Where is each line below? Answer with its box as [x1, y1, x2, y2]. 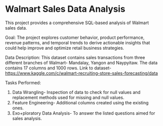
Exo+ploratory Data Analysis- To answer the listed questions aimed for [12, 110, 156, 116]
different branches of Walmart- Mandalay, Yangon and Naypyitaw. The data [5, 60, 158, 65]
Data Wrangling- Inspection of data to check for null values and [12, 89, 141, 95]
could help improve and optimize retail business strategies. [5, 45, 124, 51]
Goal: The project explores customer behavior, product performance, [5, 34, 145, 40]
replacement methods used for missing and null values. [12, 94, 124, 100]
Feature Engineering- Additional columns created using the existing [12, 99, 149, 105]
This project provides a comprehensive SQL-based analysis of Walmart [5, 20, 149, 26]
